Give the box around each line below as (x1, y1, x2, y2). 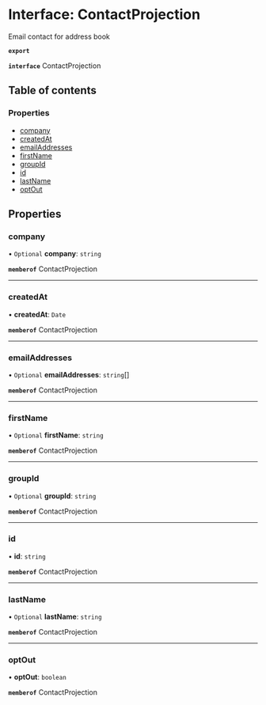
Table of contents (8, 84, 97, 97)
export (8, 47, 30, 55)
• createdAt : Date (8, 309, 66, 319)
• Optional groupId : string (8, 491, 97, 500)
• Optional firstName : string (8, 430, 104, 440)
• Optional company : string (8, 249, 101, 259)
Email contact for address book (8, 32, 111, 41)
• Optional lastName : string (8, 612, 102, 622)
